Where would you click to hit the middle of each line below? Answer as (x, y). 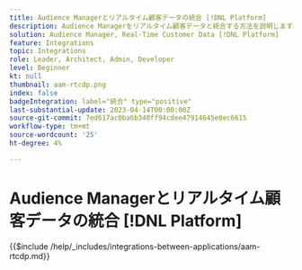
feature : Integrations (52, 43)
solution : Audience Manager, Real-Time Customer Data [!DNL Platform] (144, 34)
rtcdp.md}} (30, 256)
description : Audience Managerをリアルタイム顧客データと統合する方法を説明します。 (154, 26)
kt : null (26, 76)
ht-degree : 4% (36, 143)
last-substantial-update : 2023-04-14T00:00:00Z (100, 110)
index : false (34, 93)
